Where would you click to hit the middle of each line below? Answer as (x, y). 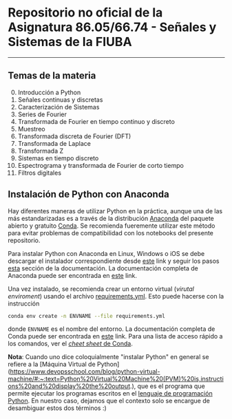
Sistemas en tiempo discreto (58, 158)
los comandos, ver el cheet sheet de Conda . (70, 344)
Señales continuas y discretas (60, 99)
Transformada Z (41, 151)
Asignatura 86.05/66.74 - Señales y (112, 27)
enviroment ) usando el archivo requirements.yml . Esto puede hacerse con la (116, 296)
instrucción (24, 303)
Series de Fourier (42, 114)
